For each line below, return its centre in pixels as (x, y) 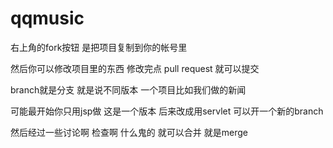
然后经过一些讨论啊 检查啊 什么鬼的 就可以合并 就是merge (129, 132)
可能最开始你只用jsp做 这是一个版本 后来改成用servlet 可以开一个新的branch (167, 111)
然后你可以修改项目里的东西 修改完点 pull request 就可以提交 (135, 68)
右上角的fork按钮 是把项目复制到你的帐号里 (99, 47)
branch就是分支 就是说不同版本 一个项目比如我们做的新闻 (128, 89)
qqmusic (47, 18)
